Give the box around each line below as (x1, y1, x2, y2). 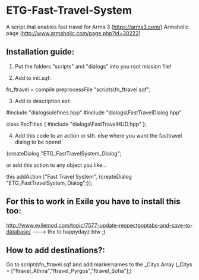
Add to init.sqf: (14, 74, 52, 81)
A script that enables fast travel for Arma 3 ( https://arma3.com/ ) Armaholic (6, 23, 189, 30)
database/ (6, 228, 31, 235)
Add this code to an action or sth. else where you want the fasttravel (14, 132, 182, 139)
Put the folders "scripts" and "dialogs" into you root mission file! (14, 63, 172, 70)
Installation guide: (6, 47, 75, 57)
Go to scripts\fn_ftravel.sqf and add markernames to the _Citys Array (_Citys (6, 261, 192, 268)
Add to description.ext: (14, 97, 71, 104)
